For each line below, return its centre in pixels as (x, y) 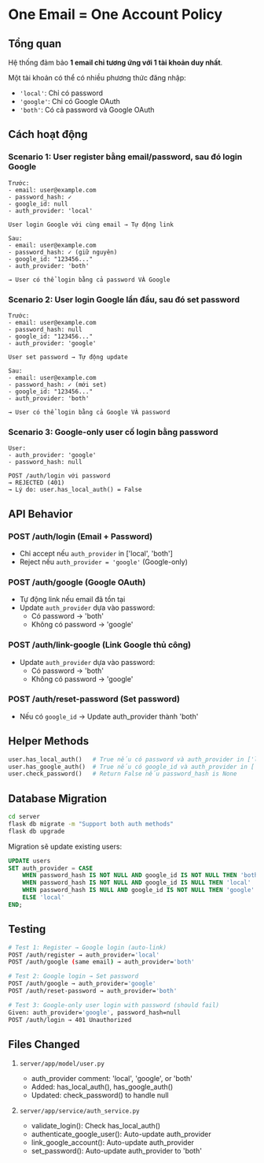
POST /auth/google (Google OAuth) (77, 582)
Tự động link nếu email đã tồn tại (72, 600)
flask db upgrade (37, 831)
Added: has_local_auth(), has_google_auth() (102, 1087)
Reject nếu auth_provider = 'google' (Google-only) (104, 562)
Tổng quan (35, 44)
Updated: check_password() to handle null (100, 1095)
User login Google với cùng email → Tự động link (91, 225)
